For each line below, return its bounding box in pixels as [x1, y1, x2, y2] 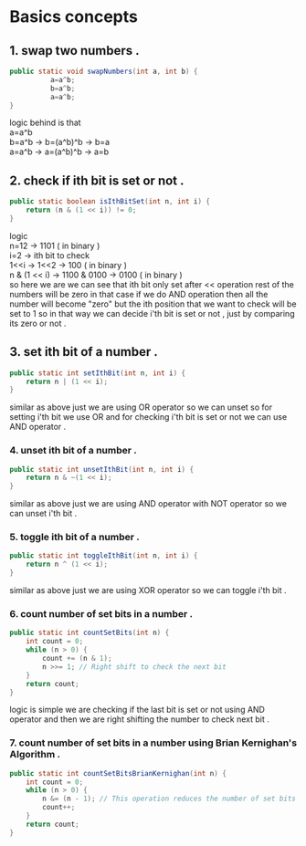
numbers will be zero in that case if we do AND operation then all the [9, 288, 269, 299]
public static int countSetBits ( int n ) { [9, 628, 170, 638]
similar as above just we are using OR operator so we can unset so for [9, 402, 273, 413]
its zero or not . [9, 318, 67, 329]
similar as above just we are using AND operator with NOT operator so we [9, 498, 288, 509]
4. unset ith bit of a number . [9, 444, 137, 457]
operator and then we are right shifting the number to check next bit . [9, 714, 269, 725]
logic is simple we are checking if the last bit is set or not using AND [9, 705, 265, 715]
